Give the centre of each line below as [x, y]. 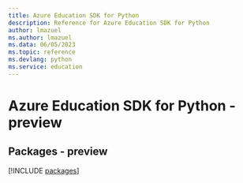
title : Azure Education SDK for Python [74, 15]
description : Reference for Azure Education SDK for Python [109, 23]
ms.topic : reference [42, 52]
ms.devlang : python [40, 60]
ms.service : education [45, 67]
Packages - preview [58, 152]
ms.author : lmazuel [40, 37]
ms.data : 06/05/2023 [42, 45]
